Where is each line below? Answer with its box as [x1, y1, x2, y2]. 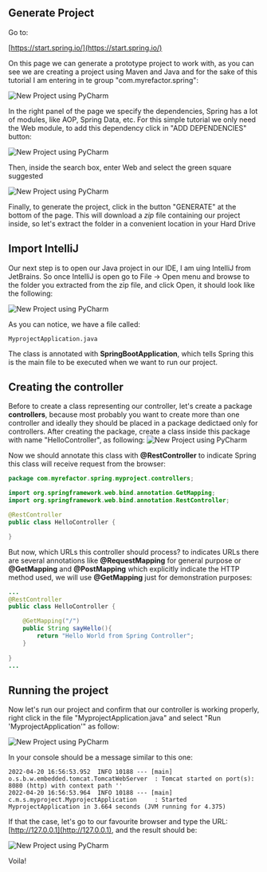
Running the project [8, 683, 109, 697]
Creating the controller [8, 380, 124, 394]
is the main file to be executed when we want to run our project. [8, 357, 218, 367]
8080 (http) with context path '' [8, 782, 124, 790]
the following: [8, 289, 53, 298]
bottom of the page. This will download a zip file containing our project [8, 210, 241, 220]
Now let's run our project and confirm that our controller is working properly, [8, 705, 260, 714]
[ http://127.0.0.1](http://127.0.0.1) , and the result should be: [8, 825, 198, 835]
